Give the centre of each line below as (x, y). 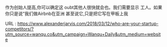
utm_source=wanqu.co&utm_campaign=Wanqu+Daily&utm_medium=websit (83, 34)
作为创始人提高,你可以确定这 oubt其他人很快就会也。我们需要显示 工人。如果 (84, 7)
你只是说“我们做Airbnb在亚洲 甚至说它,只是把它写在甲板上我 (67, 13)
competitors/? (19, 29)
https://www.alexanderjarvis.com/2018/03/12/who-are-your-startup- (88, 23)
